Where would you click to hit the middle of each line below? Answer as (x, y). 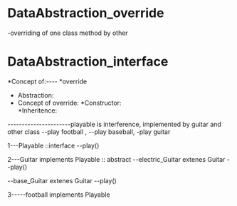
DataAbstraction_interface (88, 62)
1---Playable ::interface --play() (53, 145)
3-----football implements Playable (59, 195)
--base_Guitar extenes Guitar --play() (62, 180)
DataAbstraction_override (86, 13)
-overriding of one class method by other (68, 33)
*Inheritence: (37, 110)
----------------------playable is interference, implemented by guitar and (115, 124)
